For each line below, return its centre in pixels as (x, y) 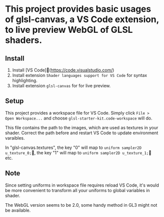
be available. (18, 210)
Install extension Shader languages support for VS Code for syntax (80, 75)
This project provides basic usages (78, 9)
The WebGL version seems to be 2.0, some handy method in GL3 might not (81, 205)
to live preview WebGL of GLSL (69, 30)
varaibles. (15, 138)
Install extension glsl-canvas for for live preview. (61, 86)
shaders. (24, 40)
